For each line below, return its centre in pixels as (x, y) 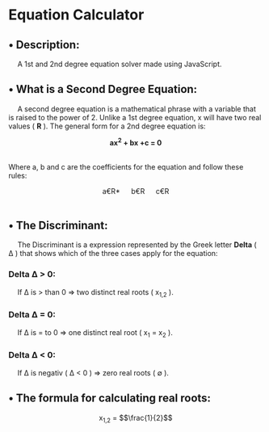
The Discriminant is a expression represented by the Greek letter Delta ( (137, 245)
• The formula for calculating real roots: (110, 398)
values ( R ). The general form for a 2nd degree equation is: (107, 126)
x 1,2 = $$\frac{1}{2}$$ (136, 419)
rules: (18, 176)
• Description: (44, 45)
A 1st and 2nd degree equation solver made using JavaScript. (120, 64)
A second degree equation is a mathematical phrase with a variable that (137, 109)
